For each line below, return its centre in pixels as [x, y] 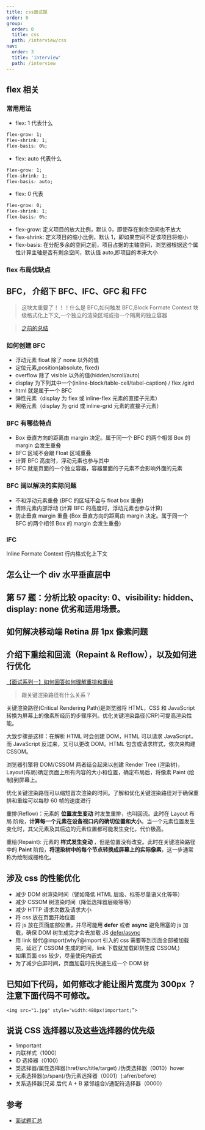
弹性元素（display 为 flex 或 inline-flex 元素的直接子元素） [88, 398]
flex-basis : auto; [30, 181]
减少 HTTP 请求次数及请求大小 [53, 910]
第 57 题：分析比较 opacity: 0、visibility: [84, 597]
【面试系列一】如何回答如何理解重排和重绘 [60, 682]
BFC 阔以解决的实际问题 [41, 486]
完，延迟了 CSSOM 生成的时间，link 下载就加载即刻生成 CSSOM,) [97, 947]
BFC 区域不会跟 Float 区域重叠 [53, 453]
